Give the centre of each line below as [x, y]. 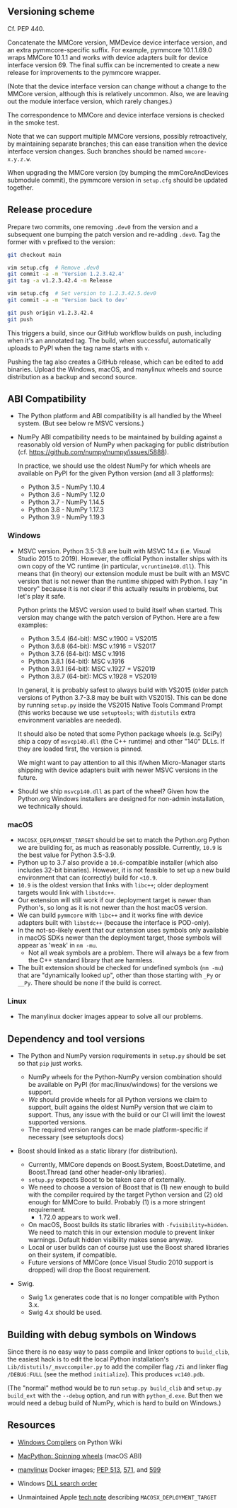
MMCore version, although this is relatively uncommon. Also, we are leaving [118, 93]
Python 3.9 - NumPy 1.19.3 [67, 517]
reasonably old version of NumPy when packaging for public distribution [123, 444]
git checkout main [34, 255]
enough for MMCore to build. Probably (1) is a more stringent [117, 1202]
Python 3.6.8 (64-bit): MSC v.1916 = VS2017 [92, 646]
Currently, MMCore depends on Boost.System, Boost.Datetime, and [127, 1165]
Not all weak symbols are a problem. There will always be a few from [128, 953]
